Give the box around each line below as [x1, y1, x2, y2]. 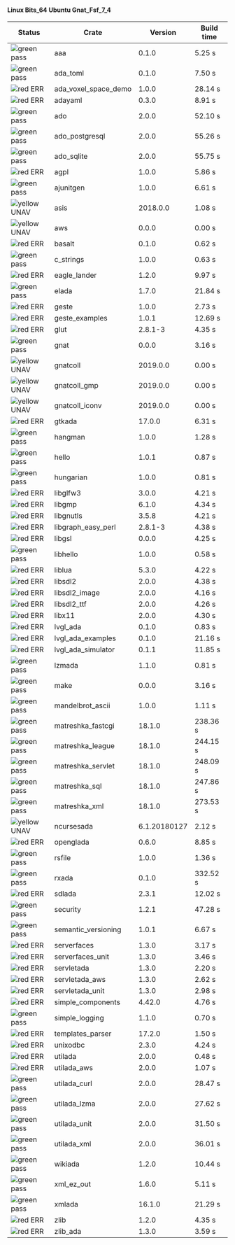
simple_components [54, 997, 121, 1007]
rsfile [54, 853, 71, 863]
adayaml [54, 95, 83, 105]
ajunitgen [54, 183, 85, 192]
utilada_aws [54, 1063, 93, 1073]
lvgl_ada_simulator [54, 645, 115, 654]
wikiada [54, 1159, 80, 1169]
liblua [54, 565, 72, 575]
